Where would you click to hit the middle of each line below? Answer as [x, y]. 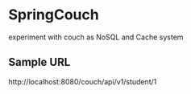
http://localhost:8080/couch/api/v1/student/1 [83, 81]
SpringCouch [54, 15]
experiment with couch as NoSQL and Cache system [96, 37]
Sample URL [39, 62]
